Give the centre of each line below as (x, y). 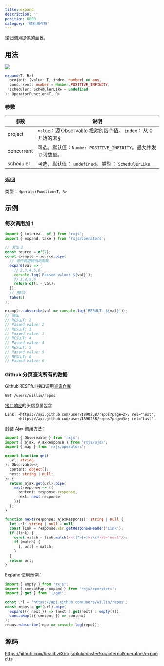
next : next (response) (40, 497)
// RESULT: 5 (18, 347)
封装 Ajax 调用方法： (26, 428)
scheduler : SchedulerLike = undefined (49, 89)
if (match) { (27, 542)
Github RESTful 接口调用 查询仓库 (38, 386)
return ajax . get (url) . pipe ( (38, 483)
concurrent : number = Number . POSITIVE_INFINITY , (60, 85)
